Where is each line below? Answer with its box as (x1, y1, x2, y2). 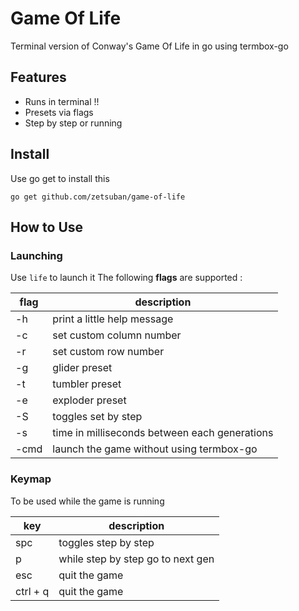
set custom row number (52, 345, 165, 359)
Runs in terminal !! (24, 95, 100, 107)
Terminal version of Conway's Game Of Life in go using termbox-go (10, 40, 289, 52)
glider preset (52, 361, 113, 375)
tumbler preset (52, 377, 122, 391)
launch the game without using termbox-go (52, 442, 258, 456)
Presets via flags (24, 106, 94, 118)
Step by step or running (24, 117, 123, 129)
